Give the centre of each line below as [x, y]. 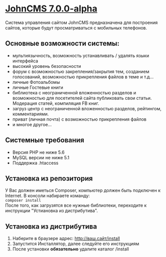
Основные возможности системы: [62, 44]
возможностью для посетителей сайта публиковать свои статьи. [82, 98]
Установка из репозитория [49, 178]
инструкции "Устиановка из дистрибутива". [52, 211]
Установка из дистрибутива [51, 226]
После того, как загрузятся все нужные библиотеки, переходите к [76, 206]
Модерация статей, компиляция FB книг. [56, 103]
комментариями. [30, 114]
